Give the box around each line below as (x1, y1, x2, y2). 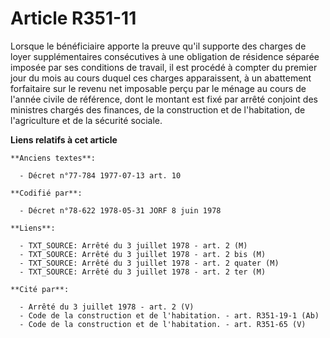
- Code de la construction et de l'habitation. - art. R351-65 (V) (19, 319, 307, 329)
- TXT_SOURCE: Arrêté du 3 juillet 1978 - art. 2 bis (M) (19, 249, 267, 259)
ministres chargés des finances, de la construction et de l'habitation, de (10, 103, 306, 116)
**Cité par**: (10, 284, 70, 294)
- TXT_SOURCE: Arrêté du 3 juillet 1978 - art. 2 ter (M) (19, 267, 267, 277)
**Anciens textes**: (10, 153, 97, 163)
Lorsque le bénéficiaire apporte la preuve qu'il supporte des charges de (10, 40, 307, 52)
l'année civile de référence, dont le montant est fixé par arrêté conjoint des (10, 93, 318, 105)
